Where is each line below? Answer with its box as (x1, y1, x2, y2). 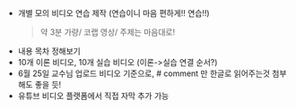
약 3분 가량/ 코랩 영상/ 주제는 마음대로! (39, 27, 176, 38)
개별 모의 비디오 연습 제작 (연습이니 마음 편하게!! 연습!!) (17, 8, 210, 18)
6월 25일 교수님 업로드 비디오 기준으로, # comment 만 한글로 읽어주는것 (17, 68, 271, 79)
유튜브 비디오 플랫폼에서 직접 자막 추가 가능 (17, 90, 170, 101)
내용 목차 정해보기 (17, 46, 81, 56)
